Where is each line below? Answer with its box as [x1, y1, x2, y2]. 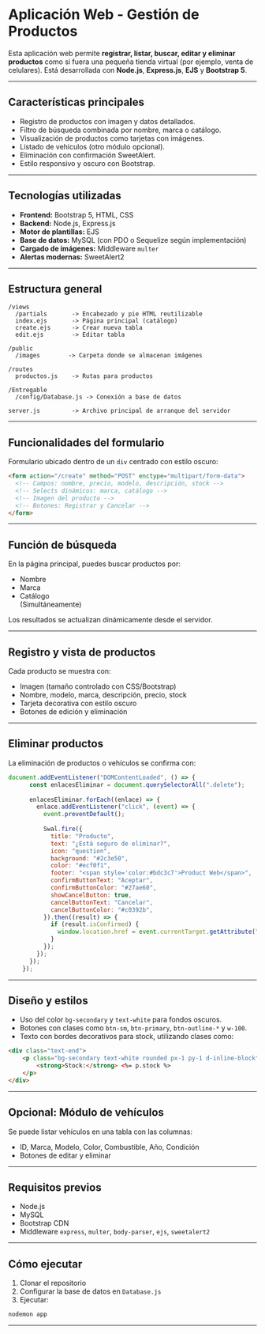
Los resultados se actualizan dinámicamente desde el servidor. [8, 615, 213, 625]
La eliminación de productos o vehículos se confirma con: [8, 758, 196, 768]
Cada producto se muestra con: [8, 667, 112, 676]
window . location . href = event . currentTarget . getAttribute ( [58, 928, 256, 936]
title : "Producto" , [50, 832, 114, 840]
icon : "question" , [50, 847, 111, 855]
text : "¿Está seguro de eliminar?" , [50, 840, 171, 848]
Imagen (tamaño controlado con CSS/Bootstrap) [19, 682, 177, 691]
